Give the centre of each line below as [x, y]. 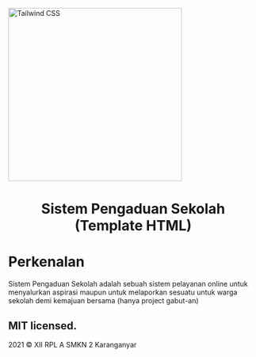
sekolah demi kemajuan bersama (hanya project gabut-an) [104, 301]
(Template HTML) [133, 226]
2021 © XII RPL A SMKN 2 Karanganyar [73, 344]
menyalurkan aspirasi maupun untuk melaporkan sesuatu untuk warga [123, 292]
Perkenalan [46, 262]
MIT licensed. [43, 326]
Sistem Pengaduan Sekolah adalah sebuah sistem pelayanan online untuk [128, 284]
